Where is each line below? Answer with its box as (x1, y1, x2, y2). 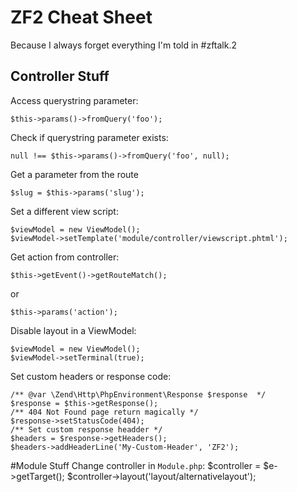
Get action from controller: (10, 251, 120, 263)
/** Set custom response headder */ (10, 424, 163, 435)
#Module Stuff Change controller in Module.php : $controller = (10, 459, 262, 471)
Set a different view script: (10, 205, 119, 217)
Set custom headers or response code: (10, 370, 172, 382)
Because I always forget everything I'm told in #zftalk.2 (10, 39, 238, 51)
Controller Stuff (10, 68, 110, 85)
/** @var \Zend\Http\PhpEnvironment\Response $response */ (10, 389, 267, 400)
